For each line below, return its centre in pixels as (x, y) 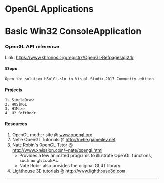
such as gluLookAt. (39, 160)
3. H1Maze (15, 109)
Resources (16, 124)
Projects (14, 90)
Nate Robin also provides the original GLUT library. (70, 166)
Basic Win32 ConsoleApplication (73, 32)
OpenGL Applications (49, 9)
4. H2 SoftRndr (20, 113)
